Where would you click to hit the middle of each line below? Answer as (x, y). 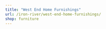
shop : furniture (22, 19)
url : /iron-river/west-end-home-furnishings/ (53, 14)
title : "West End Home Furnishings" (43, 10)
